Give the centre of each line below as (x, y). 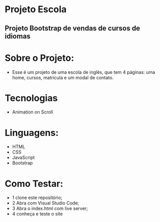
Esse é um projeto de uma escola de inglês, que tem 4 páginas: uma (84, 72)
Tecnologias (31, 98)
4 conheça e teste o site (37, 214)
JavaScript (23, 158)
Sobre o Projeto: (39, 58)
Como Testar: (34, 184)
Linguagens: (32, 133)
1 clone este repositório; (37, 198)
